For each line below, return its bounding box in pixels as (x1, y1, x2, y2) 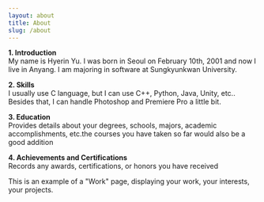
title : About (8, 19, 51, 27)
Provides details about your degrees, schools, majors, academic (8, 120, 217, 131)
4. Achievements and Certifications (8, 153, 128, 162)
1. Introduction (8, 48, 57, 58)
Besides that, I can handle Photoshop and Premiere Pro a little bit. (8, 97, 221, 107)
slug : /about (8, 26, 51, 34)
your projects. (8, 185, 54, 195)
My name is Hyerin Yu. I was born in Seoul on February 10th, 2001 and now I (8, 56, 257, 66)
